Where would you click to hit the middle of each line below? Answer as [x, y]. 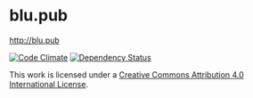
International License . [49, 84]
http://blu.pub [34, 40]
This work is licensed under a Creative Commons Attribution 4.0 [127, 74]
